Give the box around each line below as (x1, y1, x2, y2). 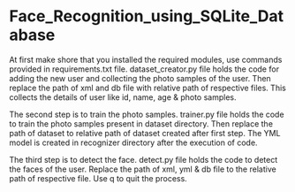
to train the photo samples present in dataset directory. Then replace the (9, 118, 274, 129)
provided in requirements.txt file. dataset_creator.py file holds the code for (9, 64, 280, 74)
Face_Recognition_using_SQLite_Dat (9, 6, 284, 27)
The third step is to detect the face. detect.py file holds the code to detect (9, 154, 278, 165)
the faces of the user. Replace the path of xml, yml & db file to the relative (9, 164, 276, 174)
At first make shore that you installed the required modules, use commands (9, 54, 283, 65)
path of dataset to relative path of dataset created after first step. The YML (9, 127, 281, 138)
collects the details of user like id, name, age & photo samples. (9, 91, 237, 103)
